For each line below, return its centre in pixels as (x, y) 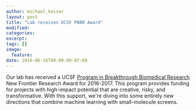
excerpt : (17, 39)
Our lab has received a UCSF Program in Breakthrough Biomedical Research (98, 77)
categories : (20, 33)
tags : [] (17, 44)
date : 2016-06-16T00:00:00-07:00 (47, 60)
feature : (22, 55)
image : (14, 50)
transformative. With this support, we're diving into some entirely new (90, 96)
